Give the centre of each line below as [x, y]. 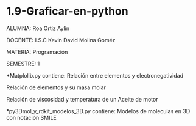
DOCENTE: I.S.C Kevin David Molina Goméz [61, 40]
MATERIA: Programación [37, 52]
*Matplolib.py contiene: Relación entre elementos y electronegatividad [95, 75]
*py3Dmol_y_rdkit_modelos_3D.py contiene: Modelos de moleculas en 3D [98, 111]
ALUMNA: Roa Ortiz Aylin [38, 28]
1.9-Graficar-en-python [68, 11]
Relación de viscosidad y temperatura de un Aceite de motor [82, 99]
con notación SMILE [31, 117]
